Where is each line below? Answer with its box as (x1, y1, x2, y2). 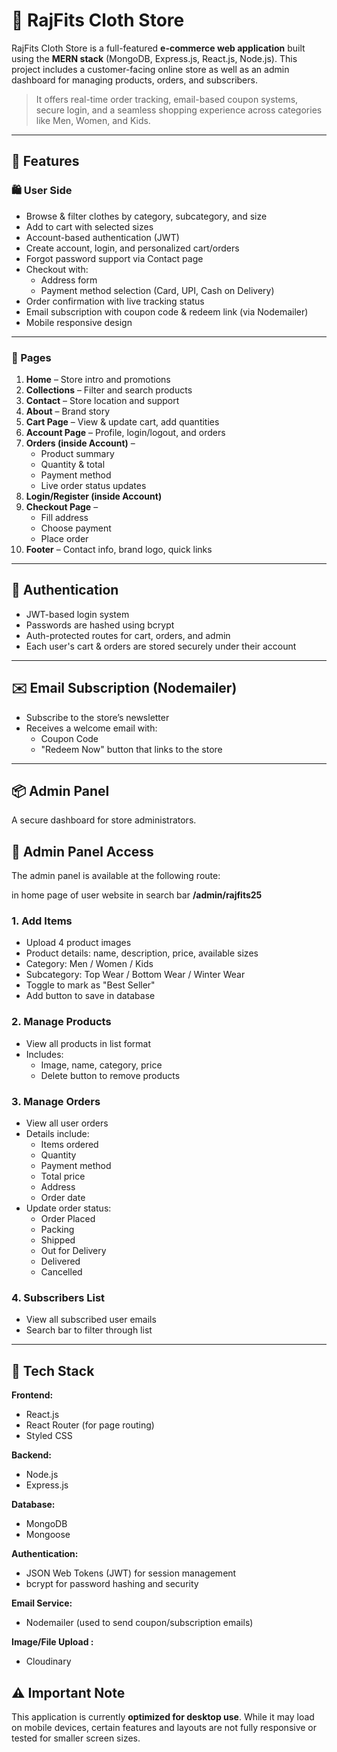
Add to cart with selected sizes (25, 220, 154, 233)
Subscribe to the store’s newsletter (25, 711, 170, 723)
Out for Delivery (40, 1245, 107, 1257)
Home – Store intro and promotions (25, 373, 171, 385)
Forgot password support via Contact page (25, 252, 204, 264)
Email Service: (11, 1597, 73, 1609)
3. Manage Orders (11, 1094, 101, 1108)
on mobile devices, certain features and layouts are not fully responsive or (11, 1721, 318, 1733)
